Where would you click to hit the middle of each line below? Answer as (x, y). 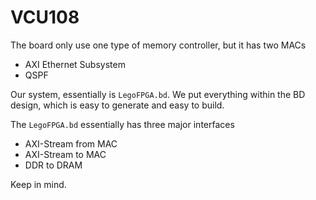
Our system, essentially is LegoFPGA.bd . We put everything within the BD (158, 94)
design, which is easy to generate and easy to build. (117, 105)
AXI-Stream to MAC (65, 154)
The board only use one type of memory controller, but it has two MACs (158, 45)
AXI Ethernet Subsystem (75, 64)
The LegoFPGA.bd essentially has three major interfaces (122, 124)
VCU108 (45, 17)
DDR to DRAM (53, 165)
